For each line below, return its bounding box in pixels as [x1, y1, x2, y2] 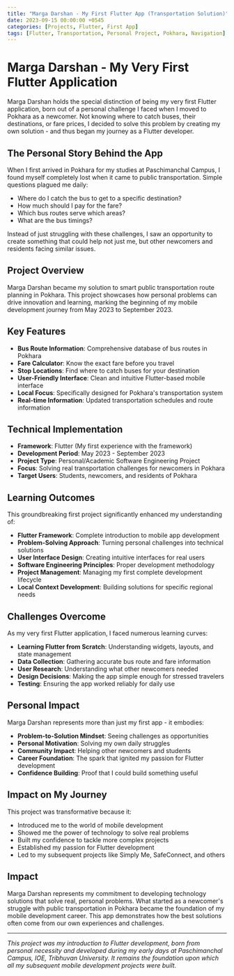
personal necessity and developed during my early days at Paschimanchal [7, 946, 223, 954]
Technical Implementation [7, 424, 123, 435]
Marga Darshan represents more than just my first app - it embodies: [7, 718, 204, 727]
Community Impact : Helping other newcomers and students [17, 746, 192, 754]
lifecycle [17, 575, 42, 584]
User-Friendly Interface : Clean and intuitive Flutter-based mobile [17, 373, 205, 382]
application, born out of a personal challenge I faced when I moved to [7, 105, 207, 114]
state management [17, 650, 72, 658]
